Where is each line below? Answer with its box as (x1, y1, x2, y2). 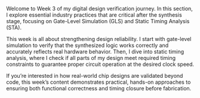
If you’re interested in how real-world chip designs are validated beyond (6, 72, 183, 79)
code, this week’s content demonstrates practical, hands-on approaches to (6, 78, 191, 86)
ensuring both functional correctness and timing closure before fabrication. (6, 85, 192, 91)
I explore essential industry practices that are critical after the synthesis (6, 11, 182, 18)
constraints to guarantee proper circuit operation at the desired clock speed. (6, 61, 195, 68)
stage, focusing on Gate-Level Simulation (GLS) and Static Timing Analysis (6, 18, 190, 24)
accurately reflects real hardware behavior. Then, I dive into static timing (6, 48, 184, 55)
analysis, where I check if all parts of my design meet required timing (6, 55, 176, 61)
